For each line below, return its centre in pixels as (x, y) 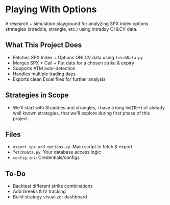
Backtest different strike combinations (53, 186)
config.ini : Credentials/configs (46, 157)
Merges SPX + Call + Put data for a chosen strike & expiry (73, 63)
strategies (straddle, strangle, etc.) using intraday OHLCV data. (71, 29)
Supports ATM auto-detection (44, 68)
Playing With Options (51, 9)
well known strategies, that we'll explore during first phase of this (81, 113)
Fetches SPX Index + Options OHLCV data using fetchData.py (78, 57)
